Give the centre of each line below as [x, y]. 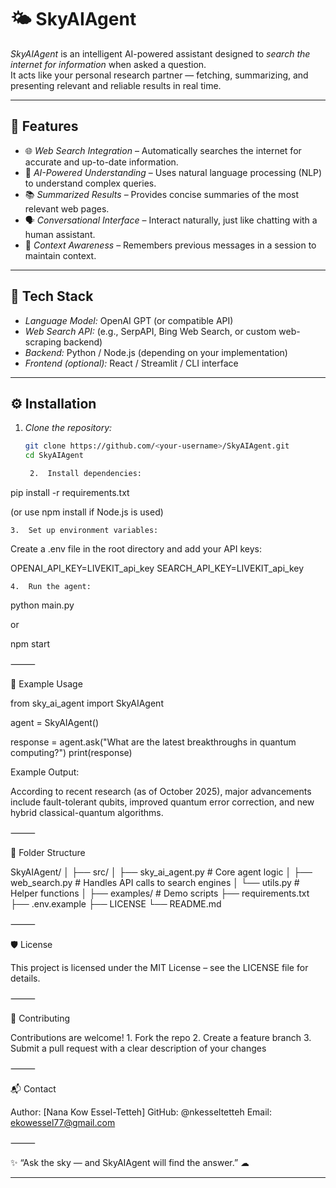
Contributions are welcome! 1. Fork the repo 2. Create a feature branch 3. [161, 1037]
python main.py [42, 605]
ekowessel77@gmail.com [63, 1122]
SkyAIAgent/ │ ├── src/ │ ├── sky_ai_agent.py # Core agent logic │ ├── [161, 872]
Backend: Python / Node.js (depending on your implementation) [156, 352]
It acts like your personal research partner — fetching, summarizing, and [159, 75]
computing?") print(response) [71, 752]
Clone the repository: [68, 428]
